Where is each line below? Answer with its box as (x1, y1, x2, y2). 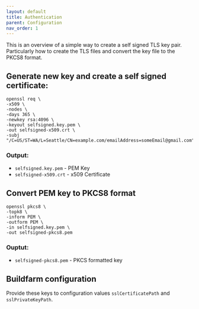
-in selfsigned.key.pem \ (6, 224, 70, 231)
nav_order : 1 (6, 25, 38, 31)
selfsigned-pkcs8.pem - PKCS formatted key (14, 257, 123, 264)
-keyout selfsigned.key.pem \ (6, 122, 81, 128)
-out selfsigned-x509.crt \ (6, 127, 76, 133)
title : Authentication (6, 14, 62, 20)
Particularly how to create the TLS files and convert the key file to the (6, 48, 175, 55)
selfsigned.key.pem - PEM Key (14, 165, 90, 172)
